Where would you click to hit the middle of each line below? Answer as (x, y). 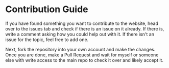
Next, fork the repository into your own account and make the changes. (80, 49)
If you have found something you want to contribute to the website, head (82, 23)
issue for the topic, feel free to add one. (47, 40)
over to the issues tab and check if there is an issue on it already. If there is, (85, 28)
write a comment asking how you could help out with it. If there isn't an (80, 34)
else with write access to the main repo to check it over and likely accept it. (84, 60)
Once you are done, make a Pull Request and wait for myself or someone (82, 55)
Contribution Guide (47, 9)
